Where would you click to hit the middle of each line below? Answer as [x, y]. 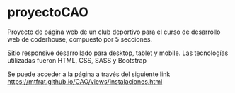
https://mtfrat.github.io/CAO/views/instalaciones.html [85, 81]
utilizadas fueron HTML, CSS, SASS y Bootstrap [77, 60]
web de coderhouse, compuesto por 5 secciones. [80, 39]
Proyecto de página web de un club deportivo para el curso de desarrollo [114, 32]
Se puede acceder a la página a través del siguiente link [89, 74]
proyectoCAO [48, 12]
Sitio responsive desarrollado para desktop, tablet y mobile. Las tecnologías [118, 53]
